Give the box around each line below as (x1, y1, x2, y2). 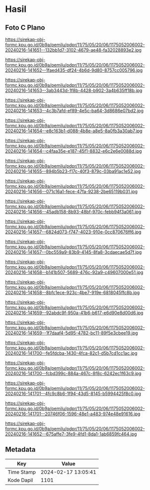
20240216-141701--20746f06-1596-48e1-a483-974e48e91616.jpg (5, 411, 141, 416)
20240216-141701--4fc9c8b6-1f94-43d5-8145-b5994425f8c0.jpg (5, 391, 142, 396)
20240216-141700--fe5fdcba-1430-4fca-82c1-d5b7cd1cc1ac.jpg (5, 350, 138, 356)
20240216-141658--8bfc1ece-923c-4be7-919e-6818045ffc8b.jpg (5, 290, 140, 295)
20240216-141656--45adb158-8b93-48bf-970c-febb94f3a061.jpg (5, 209, 142, 214)
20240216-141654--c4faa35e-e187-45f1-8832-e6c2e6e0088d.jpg (5, 148, 142, 154)
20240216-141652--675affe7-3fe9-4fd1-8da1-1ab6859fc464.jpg (5, 431, 137, 437)
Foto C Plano (5, 23, 45, 32)
